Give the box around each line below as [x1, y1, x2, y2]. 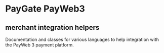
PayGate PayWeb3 [5, 3, 85, 15]
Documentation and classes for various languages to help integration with [5, 36, 159, 42]
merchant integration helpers [5, 23, 100, 32]
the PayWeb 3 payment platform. [5, 42, 74, 48]
